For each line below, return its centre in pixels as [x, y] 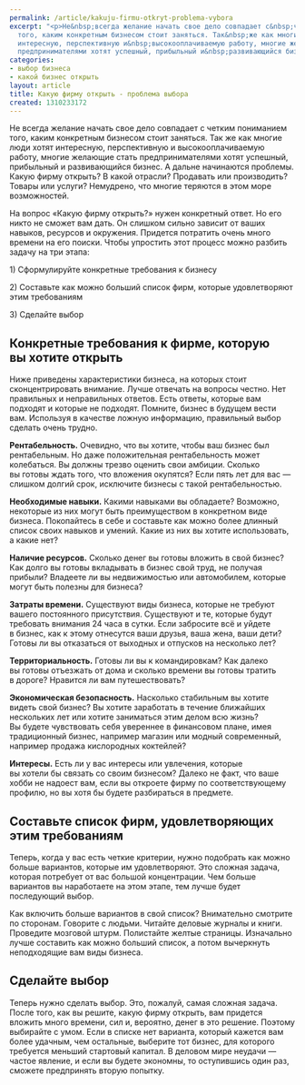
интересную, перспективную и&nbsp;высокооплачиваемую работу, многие [152, 43]
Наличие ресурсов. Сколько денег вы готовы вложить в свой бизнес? [147, 558]
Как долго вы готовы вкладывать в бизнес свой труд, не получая [136, 568]
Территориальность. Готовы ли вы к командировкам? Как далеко [139, 661]
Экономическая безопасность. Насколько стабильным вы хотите [139, 698]
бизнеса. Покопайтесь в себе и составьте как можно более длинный [144, 521]
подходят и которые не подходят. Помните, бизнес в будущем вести [143, 408]
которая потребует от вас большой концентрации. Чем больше [133, 877]
